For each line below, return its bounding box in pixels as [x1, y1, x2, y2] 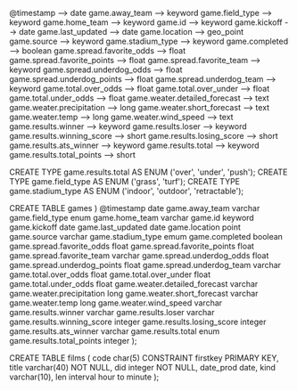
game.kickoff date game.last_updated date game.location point [9, 222, 241, 232]
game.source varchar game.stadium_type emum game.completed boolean [9, 232, 284, 241]
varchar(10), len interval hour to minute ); [9, 371, 160, 382]
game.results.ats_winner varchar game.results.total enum [9, 326, 220, 337]
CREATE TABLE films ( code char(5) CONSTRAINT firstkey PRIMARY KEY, [9, 353, 279, 363]
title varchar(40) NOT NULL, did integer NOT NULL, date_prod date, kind [9, 362, 276, 372]
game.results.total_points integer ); [9, 336, 137, 346]
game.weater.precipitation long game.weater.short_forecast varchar [9, 289, 259, 298]
